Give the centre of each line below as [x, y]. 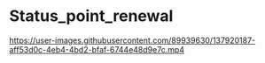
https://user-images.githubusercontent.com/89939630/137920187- [132, 40]
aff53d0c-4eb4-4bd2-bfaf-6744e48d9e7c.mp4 [97, 49]
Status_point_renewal [91, 16]
